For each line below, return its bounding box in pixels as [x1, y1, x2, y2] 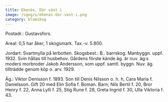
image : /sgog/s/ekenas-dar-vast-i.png [5, 12, 87, 17]
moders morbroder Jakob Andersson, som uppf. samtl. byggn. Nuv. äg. [5, 61, 154, 67]
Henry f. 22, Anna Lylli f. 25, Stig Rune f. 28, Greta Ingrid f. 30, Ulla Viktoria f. [5, 87, 164, 93]
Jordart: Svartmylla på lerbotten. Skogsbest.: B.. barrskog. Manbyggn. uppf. [5, 50, 163, 56]
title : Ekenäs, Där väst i [5, 7, 62, 13]
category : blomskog [5, 17, 47, 22]
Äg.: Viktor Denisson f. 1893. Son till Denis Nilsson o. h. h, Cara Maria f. [5, 76, 153, 82]
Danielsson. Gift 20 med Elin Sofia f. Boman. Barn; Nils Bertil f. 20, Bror [5, 81, 153, 87]
